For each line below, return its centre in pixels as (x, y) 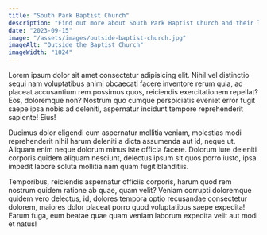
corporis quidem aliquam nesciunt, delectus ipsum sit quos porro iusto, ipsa (132, 158)
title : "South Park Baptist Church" (69, 15)
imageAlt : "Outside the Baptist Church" (76, 45)
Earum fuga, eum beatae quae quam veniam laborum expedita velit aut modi (133, 216)
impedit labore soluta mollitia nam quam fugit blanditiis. (99, 166)
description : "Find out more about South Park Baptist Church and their (131, 23)
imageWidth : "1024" (41, 52)
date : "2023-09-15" (41, 30)
